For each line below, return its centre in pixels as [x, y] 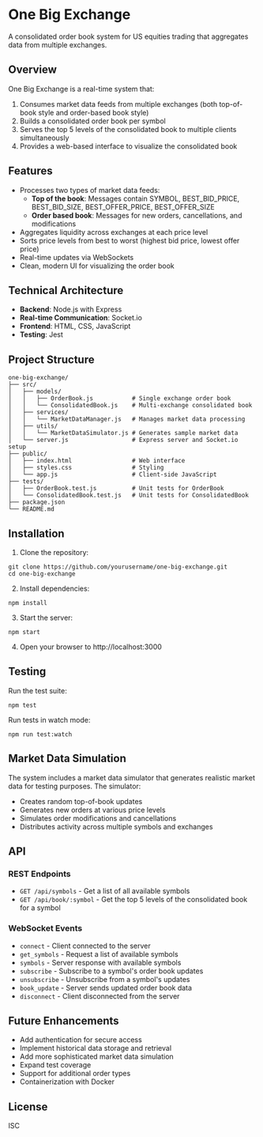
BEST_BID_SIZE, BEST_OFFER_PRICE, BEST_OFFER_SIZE [123, 206]
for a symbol [40, 908]
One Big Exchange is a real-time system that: [81, 89]
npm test [23, 705]
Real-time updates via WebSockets [77, 257]
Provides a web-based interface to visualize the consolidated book [128, 146]
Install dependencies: [54, 588]
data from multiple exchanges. [58, 44]
